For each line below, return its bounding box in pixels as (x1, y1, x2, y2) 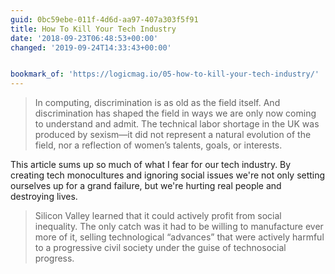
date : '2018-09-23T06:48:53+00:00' (10, 33, 159, 43)
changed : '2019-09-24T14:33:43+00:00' (10, 42, 172, 53)
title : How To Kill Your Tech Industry (10, 24, 177, 34)
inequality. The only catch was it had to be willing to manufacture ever (34, 221, 324, 233)
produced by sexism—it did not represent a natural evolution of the (34, 129, 312, 141)
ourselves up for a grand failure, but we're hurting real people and (10, 180, 282, 192)
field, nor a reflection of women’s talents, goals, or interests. (34, 139, 283, 151)
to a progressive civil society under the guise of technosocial (34, 242, 287, 254)
